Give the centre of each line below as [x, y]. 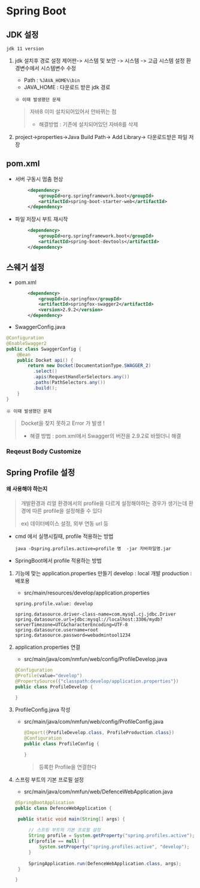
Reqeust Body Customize [44, 452]
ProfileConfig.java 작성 [43, 710]
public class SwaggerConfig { [44, 349]
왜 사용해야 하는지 [27, 489]
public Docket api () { [45, 360]
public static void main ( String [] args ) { [72, 819]
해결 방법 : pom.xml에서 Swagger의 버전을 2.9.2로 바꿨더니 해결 [105, 436]
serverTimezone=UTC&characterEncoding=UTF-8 [71, 625]
